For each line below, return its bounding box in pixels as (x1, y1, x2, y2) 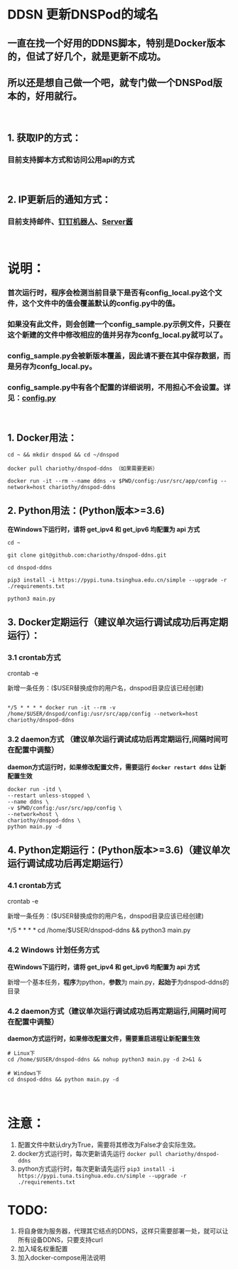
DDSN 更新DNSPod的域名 (7, 6, 158, 23)
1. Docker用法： (7, 432, 77, 444)
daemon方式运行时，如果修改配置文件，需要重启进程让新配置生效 (7, 1034, 200, 1042)
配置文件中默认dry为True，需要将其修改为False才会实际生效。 (17, 1140, 200, 1149)
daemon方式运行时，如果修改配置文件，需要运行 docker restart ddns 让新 (7, 762, 227, 771)
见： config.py (7, 392, 57, 402)
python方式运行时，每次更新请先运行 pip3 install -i (17, 1164, 175, 1173)
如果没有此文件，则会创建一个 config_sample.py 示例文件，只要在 (7, 319, 231, 329)
